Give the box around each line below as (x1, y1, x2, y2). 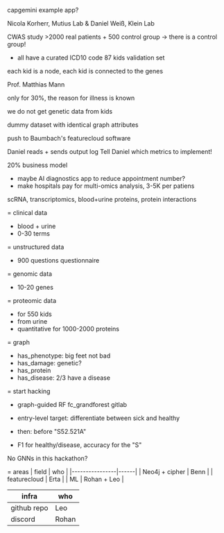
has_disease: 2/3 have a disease (17, 374, 111, 382)
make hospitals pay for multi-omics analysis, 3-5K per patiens (17, 182, 195, 190)
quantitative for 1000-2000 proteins (17, 325, 120, 333)
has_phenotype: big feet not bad (17, 351, 111, 360)
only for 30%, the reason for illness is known (7, 94, 135, 102)
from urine (17, 317, 48, 325)
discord (10, 514, 36, 524)
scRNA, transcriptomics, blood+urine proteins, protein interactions (7, 195, 197, 203)
